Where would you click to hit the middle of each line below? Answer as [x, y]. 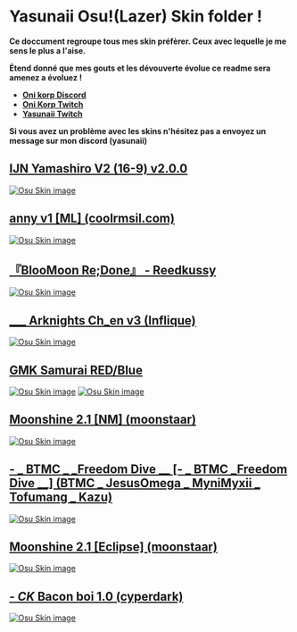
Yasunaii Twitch [52, 114]
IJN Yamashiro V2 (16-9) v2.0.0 [99, 169]
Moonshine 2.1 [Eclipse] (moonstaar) [114, 547]
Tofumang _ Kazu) [61, 497]
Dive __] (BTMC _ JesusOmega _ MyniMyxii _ [135, 483]
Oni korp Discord [54, 95]
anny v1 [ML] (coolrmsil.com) [92, 219]
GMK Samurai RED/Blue [76, 370]
